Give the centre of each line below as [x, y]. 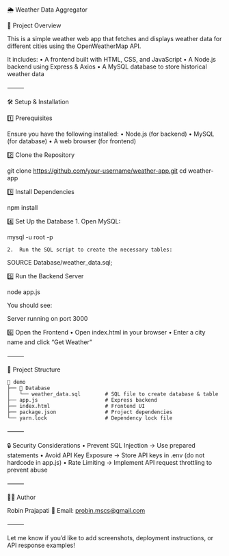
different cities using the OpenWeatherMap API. [74, 46]
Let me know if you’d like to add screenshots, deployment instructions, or [110, 538]
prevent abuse [27, 470]
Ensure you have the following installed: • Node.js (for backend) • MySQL [111, 134]
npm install [23, 207]
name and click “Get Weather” [50, 342]
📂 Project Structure [34, 370]
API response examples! [41, 545]
